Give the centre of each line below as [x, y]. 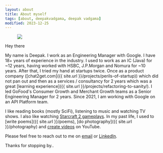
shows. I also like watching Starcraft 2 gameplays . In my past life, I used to [80, 117]
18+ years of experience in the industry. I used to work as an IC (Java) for [79, 61]
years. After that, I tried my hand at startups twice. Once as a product [75, 71]
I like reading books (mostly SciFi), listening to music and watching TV [75, 111]
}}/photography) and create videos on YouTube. [53, 127]
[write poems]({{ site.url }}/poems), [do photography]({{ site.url [69, 121]
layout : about [19, 9]
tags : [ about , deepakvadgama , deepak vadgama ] [53, 18]
